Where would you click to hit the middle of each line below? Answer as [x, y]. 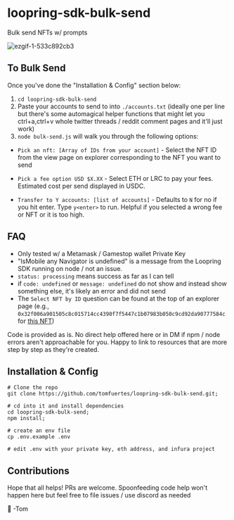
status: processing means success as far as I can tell [96, 276]
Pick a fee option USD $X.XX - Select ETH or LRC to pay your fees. [115, 178]
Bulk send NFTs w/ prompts [47, 32]
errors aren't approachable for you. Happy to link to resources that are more [117, 342]
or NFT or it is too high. [51, 214]
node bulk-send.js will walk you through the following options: [108, 136]
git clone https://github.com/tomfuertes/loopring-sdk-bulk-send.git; [113, 394]
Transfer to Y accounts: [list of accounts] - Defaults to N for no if [117, 199]
